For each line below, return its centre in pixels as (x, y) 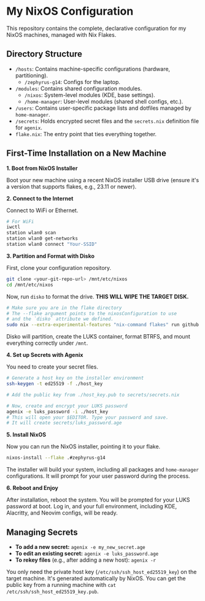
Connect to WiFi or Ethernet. (42, 210)
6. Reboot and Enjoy (32, 488)
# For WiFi (20, 221)
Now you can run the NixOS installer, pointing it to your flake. (83, 446)
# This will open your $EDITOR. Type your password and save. (87, 417)
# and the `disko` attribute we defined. (60, 319)
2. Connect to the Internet (40, 198)
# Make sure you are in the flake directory (64, 308)
